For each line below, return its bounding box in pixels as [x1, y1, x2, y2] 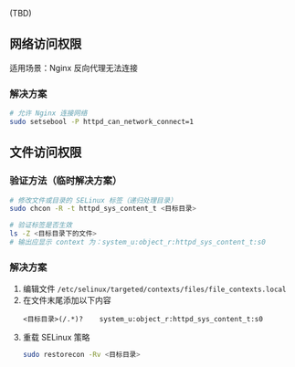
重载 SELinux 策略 [22, 332, 90, 343]
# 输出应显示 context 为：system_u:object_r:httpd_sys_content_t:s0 [9, 237, 267, 247]
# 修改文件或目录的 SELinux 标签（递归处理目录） [9, 195, 177, 204]
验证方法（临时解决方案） [9, 174, 122, 187]
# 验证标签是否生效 [9, 221, 73, 230]
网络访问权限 [9, 37, 82, 52]
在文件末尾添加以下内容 [22, 295, 111, 306]
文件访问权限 [9, 145, 82, 161]
